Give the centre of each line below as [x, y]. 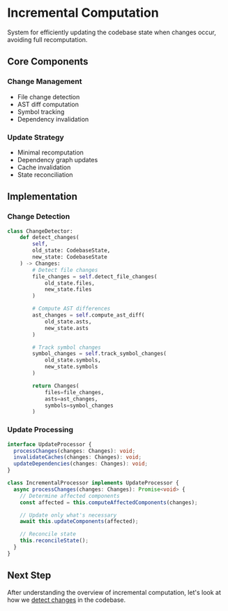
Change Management [45, 82]
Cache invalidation [44, 167]
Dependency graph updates [58, 159]
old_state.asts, [68, 322]
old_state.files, [70, 283]
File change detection [48, 96]
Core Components [48, 62]
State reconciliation [45, 174]
